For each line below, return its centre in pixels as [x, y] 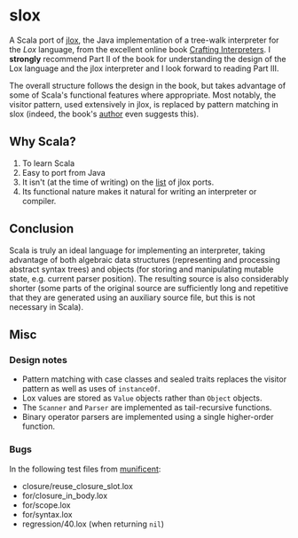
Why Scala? [43, 142]
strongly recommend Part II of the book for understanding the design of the [148, 59]
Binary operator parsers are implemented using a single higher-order [148, 417]
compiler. [39, 201]
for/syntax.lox [47, 514]
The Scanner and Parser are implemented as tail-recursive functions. [147, 407]
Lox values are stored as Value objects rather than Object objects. [142, 398]
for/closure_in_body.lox [65, 495]
